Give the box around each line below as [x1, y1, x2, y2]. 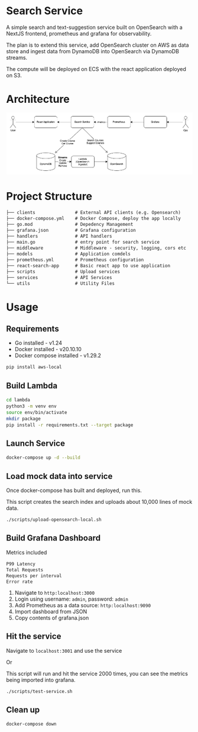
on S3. [6, 72, 22, 79]
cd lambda [6, 397, 31, 403]
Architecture [6, 93, 70, 106]
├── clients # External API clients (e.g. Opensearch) [6, 210, 181, 216]
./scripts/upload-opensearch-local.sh [6, 517, 102, 523]
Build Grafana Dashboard [6, 533, 101, 543]
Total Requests [6, 566, 44, 573]
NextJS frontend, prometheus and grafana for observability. [6, 30, 152, 37]
